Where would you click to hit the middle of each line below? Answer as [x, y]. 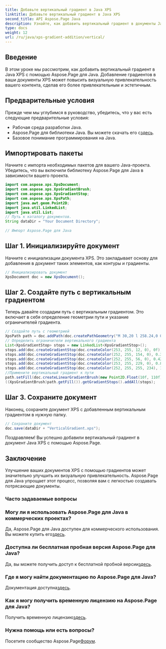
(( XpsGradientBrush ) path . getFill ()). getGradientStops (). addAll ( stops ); [80, 382]
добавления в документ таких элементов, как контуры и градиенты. [78, 263]
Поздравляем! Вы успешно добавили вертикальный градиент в [72, 437]
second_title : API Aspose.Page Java [43, 19]
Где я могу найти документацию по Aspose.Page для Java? [81, 577]
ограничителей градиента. [33, 322]
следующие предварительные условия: [47, 118]
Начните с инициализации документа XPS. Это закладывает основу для [82, 258]
